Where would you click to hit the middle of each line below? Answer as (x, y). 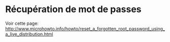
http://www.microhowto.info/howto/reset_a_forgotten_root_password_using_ (85, 28)
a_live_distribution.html (29, 34)
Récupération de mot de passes (73, 9)
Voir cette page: (22, 23)
